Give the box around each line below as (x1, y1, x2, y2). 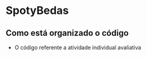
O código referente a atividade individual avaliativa (14, 44, 142, 51)
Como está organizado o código (5, 28, 129, 38)
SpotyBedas (5, 4, 69, 18)
